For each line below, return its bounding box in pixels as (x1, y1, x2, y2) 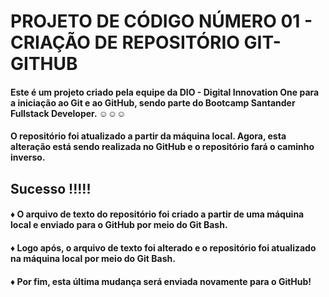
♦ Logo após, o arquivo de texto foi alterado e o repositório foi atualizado (10, 241, 317, 254)
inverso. (10, 151, 46, 164)
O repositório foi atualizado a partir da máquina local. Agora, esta (10, 130, 287, 142)
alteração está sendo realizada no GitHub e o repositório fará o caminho (10, 141, 315, 153)
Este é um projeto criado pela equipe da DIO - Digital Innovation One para (10, 86, 320, 98)
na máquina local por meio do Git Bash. (10, 252, 176, 264)
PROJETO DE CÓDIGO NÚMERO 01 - (10, 10, 313, 33)
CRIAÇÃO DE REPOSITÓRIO (10, 31, 240, 54)
